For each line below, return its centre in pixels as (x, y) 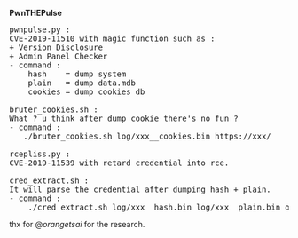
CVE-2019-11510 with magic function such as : (112, 39)
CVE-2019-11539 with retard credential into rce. (119, 163)
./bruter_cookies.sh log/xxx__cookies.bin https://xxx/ (148, 136)
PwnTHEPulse (35, 13)
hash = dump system (77, 74)
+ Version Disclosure (56, 48)
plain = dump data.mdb (82, 83)
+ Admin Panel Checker (59, 56)
